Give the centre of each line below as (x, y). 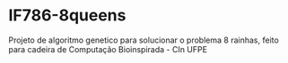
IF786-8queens (67, 16)
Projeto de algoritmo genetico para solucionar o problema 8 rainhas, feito (144, 40)
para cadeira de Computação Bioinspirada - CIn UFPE (108, 49)
